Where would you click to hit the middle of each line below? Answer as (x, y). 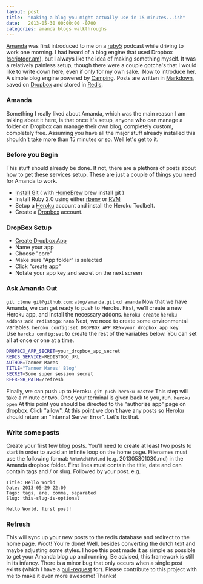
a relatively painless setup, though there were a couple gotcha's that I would (101, 65)
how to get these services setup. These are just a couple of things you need (101, 174)
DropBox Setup (29, 228)
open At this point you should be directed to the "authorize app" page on (96, 404)
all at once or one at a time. (40, 340)
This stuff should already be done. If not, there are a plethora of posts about (101, 168)
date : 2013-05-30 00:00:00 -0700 (51, 23)
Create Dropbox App (41, 241)
